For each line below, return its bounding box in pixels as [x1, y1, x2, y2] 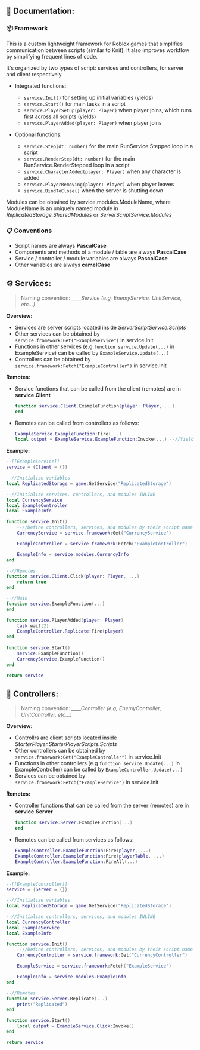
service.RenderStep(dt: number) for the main [23, 155, 135, 162]
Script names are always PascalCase [14, 242, 107, 249]
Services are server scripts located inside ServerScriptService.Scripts [14, 324, 186, 331]
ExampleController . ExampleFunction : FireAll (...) [14, 858, 138, 865]
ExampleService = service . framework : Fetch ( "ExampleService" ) [17, 963, 171, 969]
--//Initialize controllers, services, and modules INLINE [6, 914, 156, 920]
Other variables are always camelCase [14, 261, 111, 268]
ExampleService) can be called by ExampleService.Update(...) [14, 349, 170, 356]
